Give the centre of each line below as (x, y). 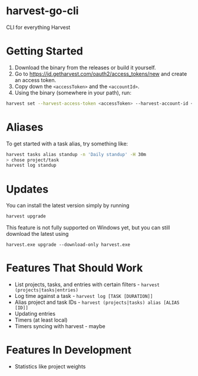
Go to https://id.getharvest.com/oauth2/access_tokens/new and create (101, 74)
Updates (27, 189)
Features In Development (69, 350)
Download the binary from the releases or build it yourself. (85, 67)
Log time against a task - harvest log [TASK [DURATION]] (84, 296)
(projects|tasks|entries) (46, 290)
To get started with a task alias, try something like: (67, 144)
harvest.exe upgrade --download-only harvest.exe (68, 245)
